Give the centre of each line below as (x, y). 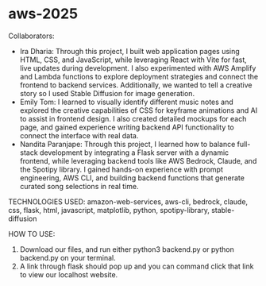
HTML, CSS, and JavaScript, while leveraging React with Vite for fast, (133, 60)
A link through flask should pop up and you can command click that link (137, 266)
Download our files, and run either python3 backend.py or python (127, 249)
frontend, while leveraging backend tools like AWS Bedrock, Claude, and (138, 160)
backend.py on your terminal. (68, 257)
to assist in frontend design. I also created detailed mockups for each (133, 118)
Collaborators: (31, 36)
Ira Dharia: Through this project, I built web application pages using (129, 51)
